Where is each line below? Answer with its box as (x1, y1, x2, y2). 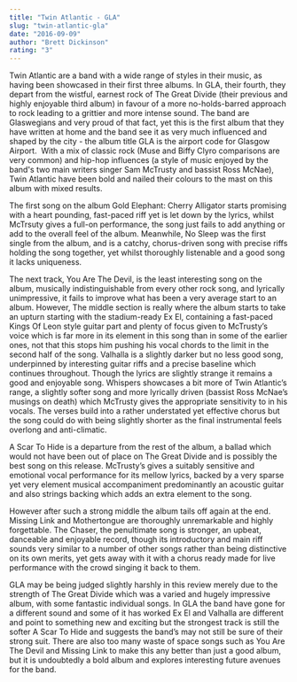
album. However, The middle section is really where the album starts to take (9, 302, 286, 313)
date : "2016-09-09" (9, 29, 82, 38)
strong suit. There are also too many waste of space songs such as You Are (9, 636, 285, 647)
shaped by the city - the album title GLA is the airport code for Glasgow (9, 136, 270, 147)
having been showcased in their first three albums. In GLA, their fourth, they (9, 80, 286, 90)
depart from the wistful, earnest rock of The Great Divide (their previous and (9, 89, 288, 100)
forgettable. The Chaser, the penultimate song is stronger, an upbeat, (9, 524, 262, 536)
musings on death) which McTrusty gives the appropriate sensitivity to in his (9, 396, 288, 407)
